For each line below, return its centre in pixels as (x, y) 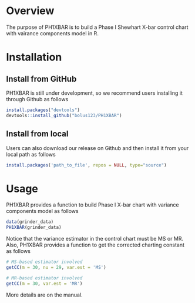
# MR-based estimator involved (44, 278)
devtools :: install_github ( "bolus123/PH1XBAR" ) (64, 115)
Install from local (37, 134)
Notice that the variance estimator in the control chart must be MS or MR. (95, 239)
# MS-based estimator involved (44, 262)
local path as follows (31, 154)
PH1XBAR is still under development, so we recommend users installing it (95, 93)
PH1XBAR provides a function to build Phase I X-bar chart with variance (93, 205)
